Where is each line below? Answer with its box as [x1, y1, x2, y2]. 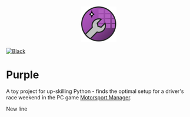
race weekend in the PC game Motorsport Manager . [6, 93, 132, 101]
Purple [6, 68, 39, 82]
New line [6, 105, 28, 112]
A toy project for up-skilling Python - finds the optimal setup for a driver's [6, 88, 184, 95]
